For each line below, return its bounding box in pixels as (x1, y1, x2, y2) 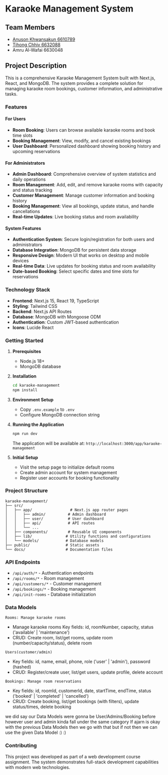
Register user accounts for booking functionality (19, 475, 119, 481)
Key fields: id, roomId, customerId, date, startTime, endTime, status (12, 688, 151, 694)
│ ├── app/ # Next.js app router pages (5, 507, 128, 512)
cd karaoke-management (12, 383, 60, 388)
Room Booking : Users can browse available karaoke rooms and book (12, 127, 155, 133)
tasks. (5, 91, 18, 97)
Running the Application (12, 421, 64, 427)
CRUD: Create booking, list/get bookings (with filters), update (12, 699, 139, 705)
